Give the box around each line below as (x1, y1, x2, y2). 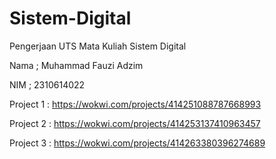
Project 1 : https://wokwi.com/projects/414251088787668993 (9, 98, 262, 110)
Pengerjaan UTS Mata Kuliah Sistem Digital (9, 40, 187, 52)
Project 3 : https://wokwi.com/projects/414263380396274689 (9, 137, 266, 149)
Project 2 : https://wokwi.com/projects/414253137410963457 (9, 117, 261, 129)
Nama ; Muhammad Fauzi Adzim (9, 59, 144, 71)
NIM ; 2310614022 (9, 78, 86, 91)
